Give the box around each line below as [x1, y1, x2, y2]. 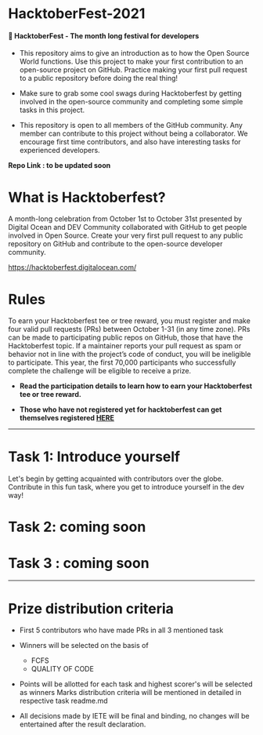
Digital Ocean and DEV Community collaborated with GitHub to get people [8, 223, 247, 232]
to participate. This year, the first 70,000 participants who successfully [8, 358, 236, 367]
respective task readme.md [19, 696, 108, 706]
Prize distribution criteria [8, 599, 175, 617]
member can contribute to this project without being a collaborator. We [19, 129, 248, 138]
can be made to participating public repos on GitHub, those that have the [8, 333, 243, 342]
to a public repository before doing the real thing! [19, 74, 178, 83]
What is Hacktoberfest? [8, 188, 166, 206]
